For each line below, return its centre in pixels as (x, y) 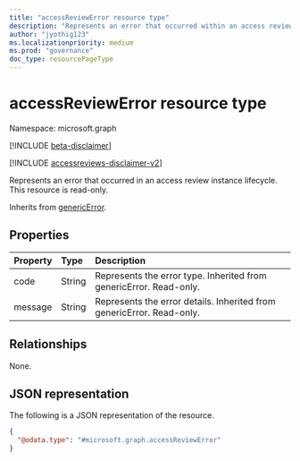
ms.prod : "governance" (51, 51)
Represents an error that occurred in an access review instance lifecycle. (144, 180)
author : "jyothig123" (50, 34)
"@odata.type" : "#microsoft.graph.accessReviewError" (119, 440)
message (33, 307)
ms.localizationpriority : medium (71, 43)
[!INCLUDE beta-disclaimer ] (60, 145)
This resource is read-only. (59, 190)
